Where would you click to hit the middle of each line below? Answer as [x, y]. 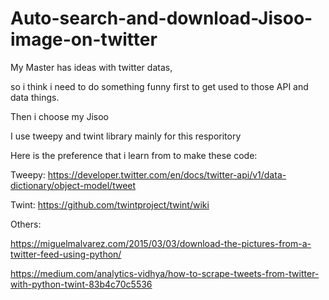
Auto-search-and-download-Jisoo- [161, 18]
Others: [26, 224]
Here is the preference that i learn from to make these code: [134, 155]
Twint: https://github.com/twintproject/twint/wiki [110, 204]
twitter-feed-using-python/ [66, 254]
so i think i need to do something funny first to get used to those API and [159, 86]
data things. [35, 97]
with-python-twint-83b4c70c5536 [81, 284]
